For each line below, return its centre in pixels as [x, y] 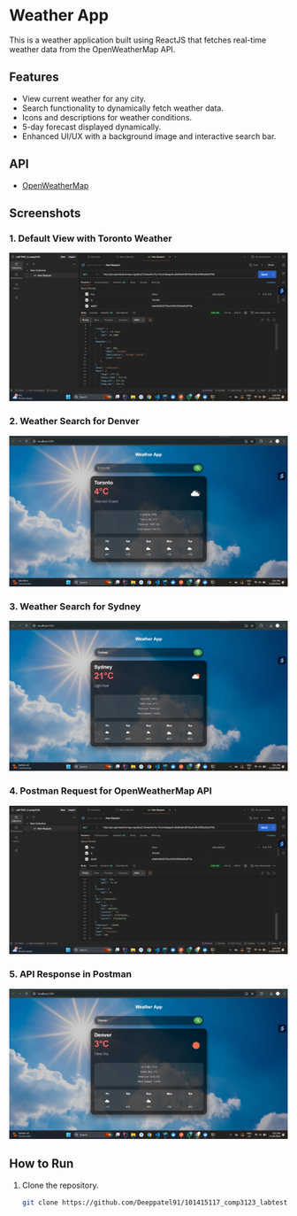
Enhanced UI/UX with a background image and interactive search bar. [149, 136]
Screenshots [45, 213]
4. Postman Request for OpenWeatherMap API [110, 791]
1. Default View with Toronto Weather [91, 238]
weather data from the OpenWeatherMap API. [92, 49]
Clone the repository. [60, 1185]
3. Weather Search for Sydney [75, 606]
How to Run [42, 1164]
